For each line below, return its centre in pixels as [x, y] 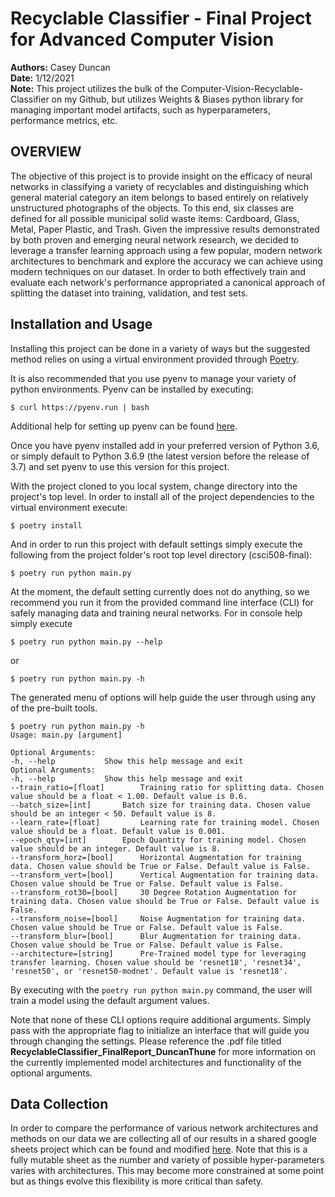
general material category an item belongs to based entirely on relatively [159, 197]
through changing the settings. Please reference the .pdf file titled [146, 1041]
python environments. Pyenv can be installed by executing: [132, 389]
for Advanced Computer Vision [142, 39]
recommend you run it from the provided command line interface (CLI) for [162, 602]
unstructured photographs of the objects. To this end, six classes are [152, 208]
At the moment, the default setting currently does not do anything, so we [160, 591]
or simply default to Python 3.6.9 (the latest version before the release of [160, 456]
